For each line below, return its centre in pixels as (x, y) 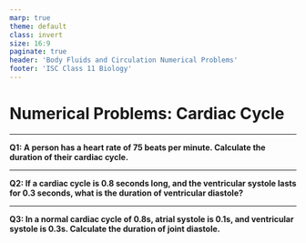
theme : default (38, 26)
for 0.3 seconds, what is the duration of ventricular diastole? (127, 193)
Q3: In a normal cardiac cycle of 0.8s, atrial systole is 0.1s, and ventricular (152, 218)
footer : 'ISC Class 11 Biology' (71, 69)
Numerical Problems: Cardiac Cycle (147, 114)
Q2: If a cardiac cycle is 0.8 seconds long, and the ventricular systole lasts (153, 183)
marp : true (30, 18)
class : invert (36, 35)
